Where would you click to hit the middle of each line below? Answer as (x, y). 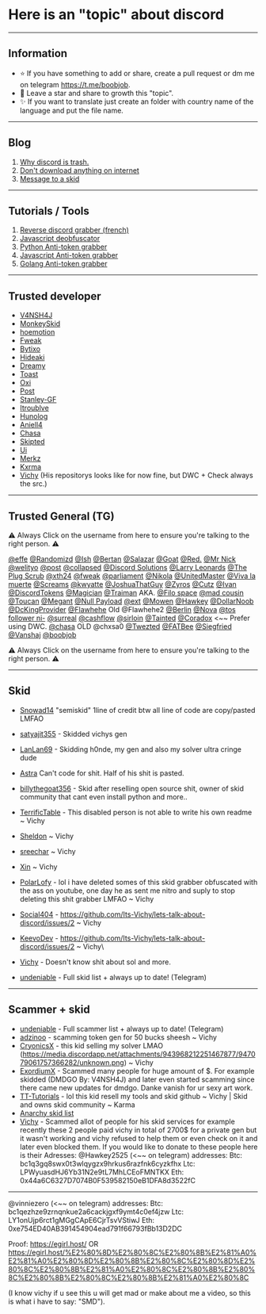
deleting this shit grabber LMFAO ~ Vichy (87, 898)
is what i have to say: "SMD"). (57, 1301)
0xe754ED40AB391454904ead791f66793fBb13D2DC (95, 1228)
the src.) (33, 484)
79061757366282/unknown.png (72, 1062)
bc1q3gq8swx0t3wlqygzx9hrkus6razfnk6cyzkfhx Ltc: (107, 1163)
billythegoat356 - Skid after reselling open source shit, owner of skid (131, 788)
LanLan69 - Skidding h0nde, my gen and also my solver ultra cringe (130, 749)
